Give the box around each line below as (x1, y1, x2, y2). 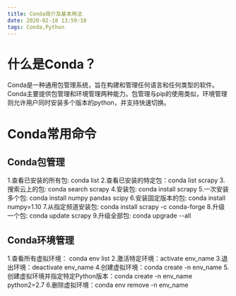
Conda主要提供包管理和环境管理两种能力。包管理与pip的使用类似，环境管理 (7, 90, 228, 98)
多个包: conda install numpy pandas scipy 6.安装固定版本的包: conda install (7, 194, 226, 202)
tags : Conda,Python (7, 23, 65, 30)
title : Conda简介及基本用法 (7, 10, 83, 18)
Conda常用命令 (7, 126, 97, 142)
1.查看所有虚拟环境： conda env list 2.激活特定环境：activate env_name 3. (7, 254, 222, 263)
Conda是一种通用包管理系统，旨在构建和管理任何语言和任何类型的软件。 (7, 81, 219, 89)
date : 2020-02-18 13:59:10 (7, 17, 87, 24)
